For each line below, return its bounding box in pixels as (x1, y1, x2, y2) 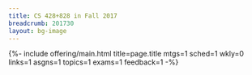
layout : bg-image (8, 27, 67, 35)
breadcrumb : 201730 (8, 19, 75, 27)
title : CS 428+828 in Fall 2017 (8, 11, 117, 20)
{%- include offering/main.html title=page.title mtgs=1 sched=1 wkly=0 (8, 49, 245, 59)
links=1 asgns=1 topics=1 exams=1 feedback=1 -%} (8, 57, 179, 67)
